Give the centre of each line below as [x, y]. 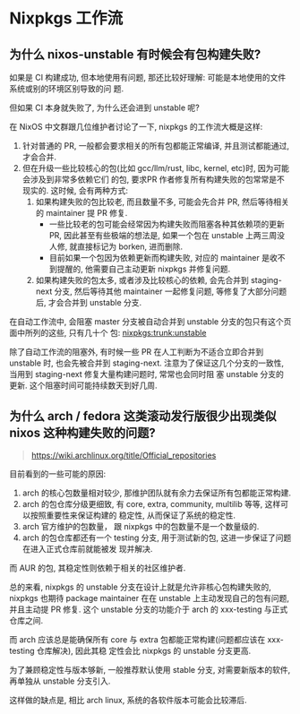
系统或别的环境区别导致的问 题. [66, 89]
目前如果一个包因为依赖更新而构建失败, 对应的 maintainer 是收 [163, 258]
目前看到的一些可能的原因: [58, 473]
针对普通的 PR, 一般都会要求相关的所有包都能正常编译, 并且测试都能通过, [155, 146]
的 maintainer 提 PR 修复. [81, 213]
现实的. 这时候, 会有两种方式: [75, 190]
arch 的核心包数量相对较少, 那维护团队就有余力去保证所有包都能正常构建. [156, 493]
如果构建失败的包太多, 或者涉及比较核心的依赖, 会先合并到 [142, 280]
